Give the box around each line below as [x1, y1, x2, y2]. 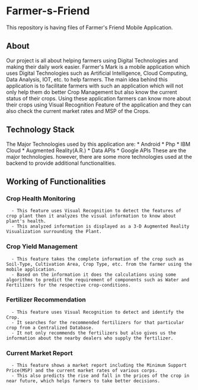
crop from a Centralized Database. [6, 325, 94, 331]
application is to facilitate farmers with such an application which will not [6, 82, 184, 89]
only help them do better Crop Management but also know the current [6, 88, 177, 96]
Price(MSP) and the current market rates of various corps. [6, 367, 158, 374]
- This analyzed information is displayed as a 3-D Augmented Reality [11, 224, 190, 229]
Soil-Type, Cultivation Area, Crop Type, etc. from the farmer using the [6, 261, 193, 267]
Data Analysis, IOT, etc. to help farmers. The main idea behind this [6, 76, 168, 83]
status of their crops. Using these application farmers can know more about [6, 95, 191, 102]
